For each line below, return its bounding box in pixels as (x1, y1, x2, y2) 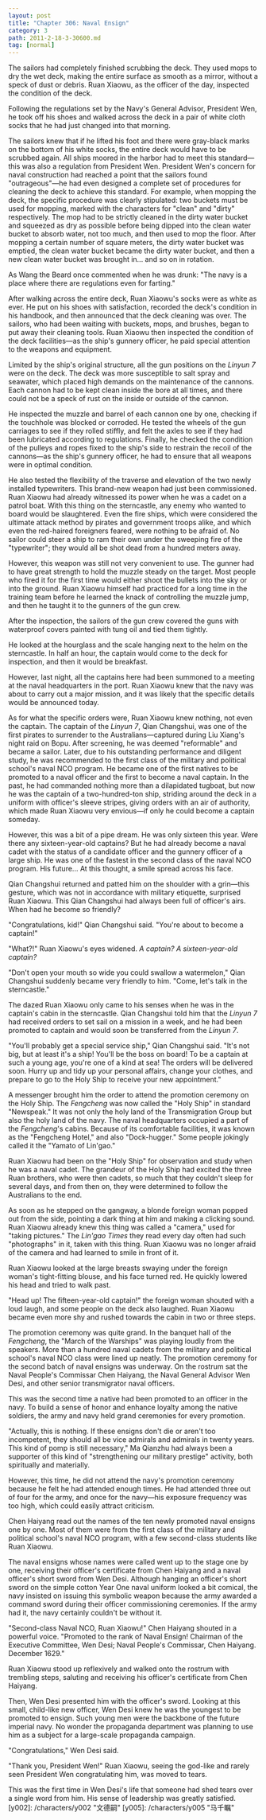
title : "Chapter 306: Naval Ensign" (8, 19, 129, 27)
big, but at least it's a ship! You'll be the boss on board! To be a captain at (8, 1050, 249, 1059)
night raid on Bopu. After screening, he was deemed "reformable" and (8, 739, 237, 748)
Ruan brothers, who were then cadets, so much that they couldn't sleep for (8, 1173, 254, 1183)
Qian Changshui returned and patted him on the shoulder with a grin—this (8, 879, 250, 889)
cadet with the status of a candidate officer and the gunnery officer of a (8, 847, 244, 856)
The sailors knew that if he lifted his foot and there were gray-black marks (8, 136, 250, 146)
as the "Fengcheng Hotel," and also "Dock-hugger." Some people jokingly (8, 1132, 249, 1142)
